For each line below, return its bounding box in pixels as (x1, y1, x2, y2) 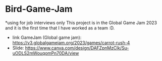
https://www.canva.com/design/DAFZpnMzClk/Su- (25, 45, 129, 51)
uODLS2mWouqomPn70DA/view (12, 50, 79, 56)
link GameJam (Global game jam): (12, 34, 82, 40)
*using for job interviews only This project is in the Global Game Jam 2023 (5, 20, 157, 26)
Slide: (12, 45, 24, 51)
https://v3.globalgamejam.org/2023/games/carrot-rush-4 (12, 39, 130, 45)
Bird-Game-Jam (5, 3, 73, 15)
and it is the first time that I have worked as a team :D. (5, 25, 115, 30)
